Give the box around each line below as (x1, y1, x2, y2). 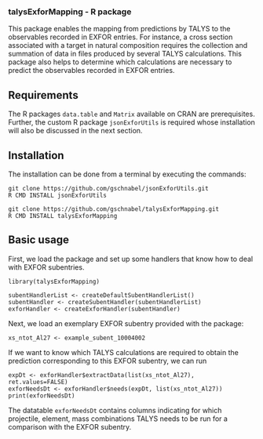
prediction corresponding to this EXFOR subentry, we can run (8, 356, 207, 365)
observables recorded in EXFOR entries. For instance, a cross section (8, 32, 233, 42)
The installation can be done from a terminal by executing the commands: (8, 169, 247, 179)
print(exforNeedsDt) (8, 391, 76, 400)
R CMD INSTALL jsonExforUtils (8, 191, 108, 199)
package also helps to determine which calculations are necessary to (8, 57, 232, 67)
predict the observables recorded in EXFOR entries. (8, 66, 175, 75)
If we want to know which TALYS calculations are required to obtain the (8, 347, 239, 357)
